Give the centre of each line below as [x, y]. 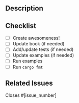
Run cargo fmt [28, 67]
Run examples [28, 61]
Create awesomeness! [36, 38]
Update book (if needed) [38, 44]
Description [24, 8]
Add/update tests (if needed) [43, 49]
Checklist [21, 26]
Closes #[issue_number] [31, 95]
